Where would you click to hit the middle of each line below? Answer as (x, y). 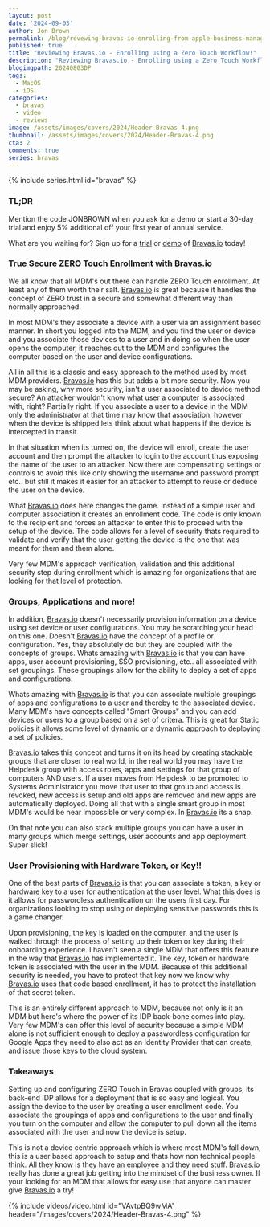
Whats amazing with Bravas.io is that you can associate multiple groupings (132, 695)
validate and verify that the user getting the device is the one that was (124, 540)
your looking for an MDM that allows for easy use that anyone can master (130, 1181)
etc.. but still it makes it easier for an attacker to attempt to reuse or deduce (133, 481)
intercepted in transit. (44, 431)
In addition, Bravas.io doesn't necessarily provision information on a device (133, 619)
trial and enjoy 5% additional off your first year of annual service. (116, 227)
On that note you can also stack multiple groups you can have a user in (126, 828)
